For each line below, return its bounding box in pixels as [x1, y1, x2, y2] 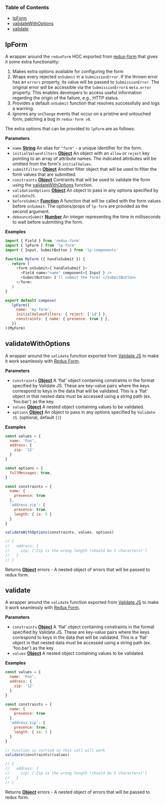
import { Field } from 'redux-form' [5, 238, 81, 243]
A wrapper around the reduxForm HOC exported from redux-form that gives [5, 54, 158, 60]
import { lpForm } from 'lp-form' [5, 243, 77, 248]
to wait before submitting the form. [12, 219, 83, 225]
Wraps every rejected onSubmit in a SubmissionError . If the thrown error [12, 74, 158, 80]
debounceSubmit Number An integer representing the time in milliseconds [12, 214, 161, 220]
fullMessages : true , [9, 470, 52, 475]
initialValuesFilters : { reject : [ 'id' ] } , [16, 312, 108, 317]
